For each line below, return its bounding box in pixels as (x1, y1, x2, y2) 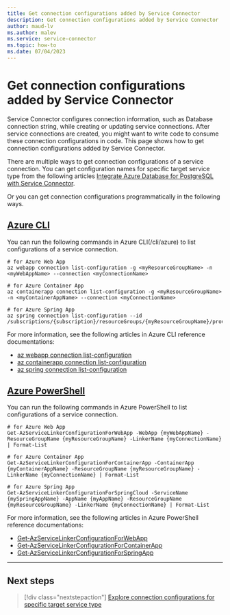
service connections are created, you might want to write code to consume (7, 129, 219, 138)
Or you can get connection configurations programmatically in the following (7, 192, 220, 201)
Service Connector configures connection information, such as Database (7, 114, 214, 123)
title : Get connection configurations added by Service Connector (7, 10, 201, 17)
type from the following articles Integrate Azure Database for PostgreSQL (7, 172, 214, 180)
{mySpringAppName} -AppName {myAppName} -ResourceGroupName (7, 496, 183, 503)
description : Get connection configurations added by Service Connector (7, 16, 219, 23)
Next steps (7, 575, 55, 586)
